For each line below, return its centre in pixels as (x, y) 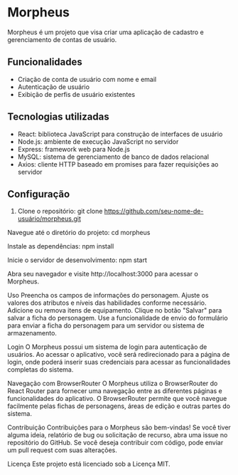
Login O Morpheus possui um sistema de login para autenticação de (107, 347)
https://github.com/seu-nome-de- (154, 212)
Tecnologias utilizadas (58, 117)
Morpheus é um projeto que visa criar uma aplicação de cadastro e (106, 32)
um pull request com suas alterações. (62, 450)
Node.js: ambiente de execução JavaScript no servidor (98, 141)
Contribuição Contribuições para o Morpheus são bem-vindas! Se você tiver (119, 427)
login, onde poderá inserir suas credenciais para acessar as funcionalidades (119, 362)
